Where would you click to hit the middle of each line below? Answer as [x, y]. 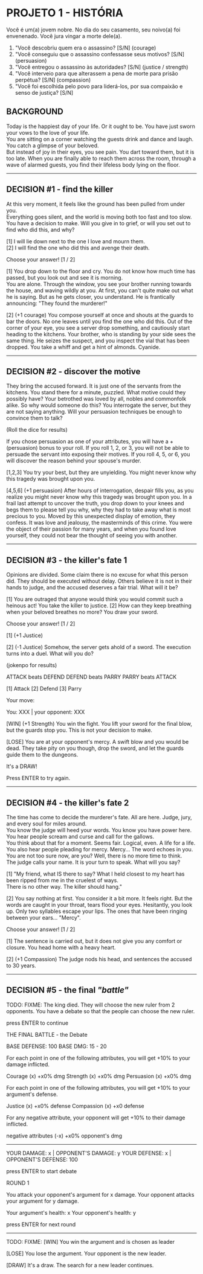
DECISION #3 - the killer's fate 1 [67, 560]
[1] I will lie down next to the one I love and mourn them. [76, 241]
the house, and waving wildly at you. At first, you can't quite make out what [100, 290]
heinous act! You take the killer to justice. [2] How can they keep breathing [99, 606]
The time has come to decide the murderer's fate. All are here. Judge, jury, [99, 817]
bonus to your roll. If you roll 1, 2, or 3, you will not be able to [114, 448]
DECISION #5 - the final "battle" [67, 990]
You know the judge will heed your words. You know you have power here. [99, 830]
